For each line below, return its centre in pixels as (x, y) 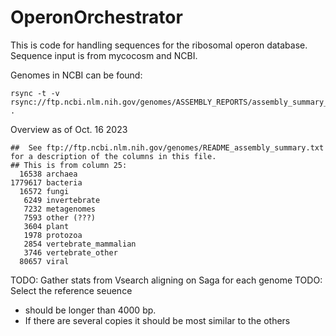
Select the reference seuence (71, 290)
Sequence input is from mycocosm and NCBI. (104, 55)
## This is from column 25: (69, 165)
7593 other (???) (60, 217)
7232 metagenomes (60, 209)
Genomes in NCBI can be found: (76, 75)
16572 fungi (44, 191)
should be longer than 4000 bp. (90, 310)
